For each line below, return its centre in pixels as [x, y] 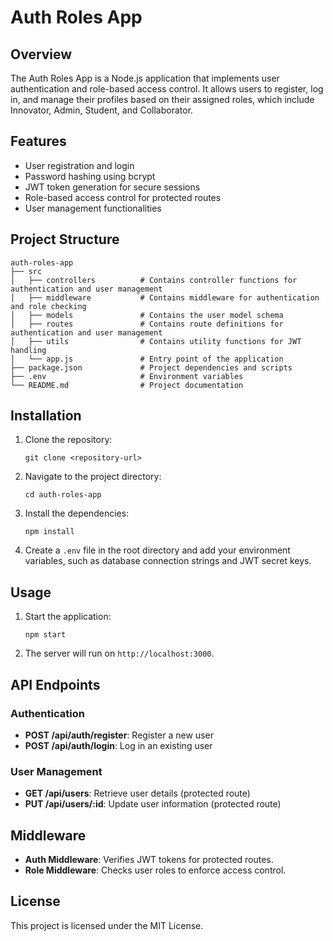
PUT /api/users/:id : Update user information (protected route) [153, 804]
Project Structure [65, 239]
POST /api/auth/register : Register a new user [119, 735]
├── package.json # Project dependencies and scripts [151, 367]
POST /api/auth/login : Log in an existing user [118, 745]
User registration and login [79, 165]
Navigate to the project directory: [93, 477]
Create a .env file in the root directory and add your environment [157, 550]
